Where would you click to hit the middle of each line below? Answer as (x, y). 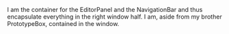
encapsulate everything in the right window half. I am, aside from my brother (114, 17)
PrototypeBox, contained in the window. (63, 24)
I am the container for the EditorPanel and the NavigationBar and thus (105, 10)
